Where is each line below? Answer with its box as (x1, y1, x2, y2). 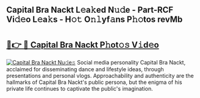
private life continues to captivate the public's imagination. (6, 85, 154, 92)
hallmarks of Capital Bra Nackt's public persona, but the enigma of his (6, 79, 182, 86)
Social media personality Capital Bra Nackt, (77, 59, 186, 66)
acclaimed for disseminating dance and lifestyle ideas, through (6, 66, 165, 72)
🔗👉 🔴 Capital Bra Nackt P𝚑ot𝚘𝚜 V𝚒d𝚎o (6, 40, 160, 50)
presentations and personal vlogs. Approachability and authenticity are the (6, 72, 194, 79)
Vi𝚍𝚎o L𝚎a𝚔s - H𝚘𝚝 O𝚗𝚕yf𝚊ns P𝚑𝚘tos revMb (6, 15, 183, 25)
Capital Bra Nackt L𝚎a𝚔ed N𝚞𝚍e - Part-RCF (6, 5, 174, 15)
